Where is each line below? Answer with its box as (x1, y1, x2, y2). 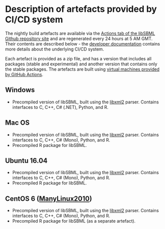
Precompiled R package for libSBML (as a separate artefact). (12, 218, 136, 224)
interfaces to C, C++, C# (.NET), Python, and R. (12, 104, 109, 110)
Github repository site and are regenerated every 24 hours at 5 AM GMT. (5, 36, 153, 42)
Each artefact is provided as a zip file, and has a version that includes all (5, 55, 152, 61)
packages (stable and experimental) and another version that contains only (5, 61, 158, 67)
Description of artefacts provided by (5, 3, 157, 15)
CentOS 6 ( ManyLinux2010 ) (5, 194, 92, 203)
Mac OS (5, 119, 30, 127)
